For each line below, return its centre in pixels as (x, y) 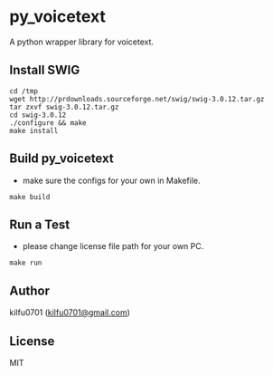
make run (26, 263)
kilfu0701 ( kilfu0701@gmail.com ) (70, 312)
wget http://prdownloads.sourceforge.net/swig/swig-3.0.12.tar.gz (137, 99)
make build (30, 197)
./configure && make (48, 123)
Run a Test (40, 224)
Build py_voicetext (62, 159)
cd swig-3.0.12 (38, 115)
